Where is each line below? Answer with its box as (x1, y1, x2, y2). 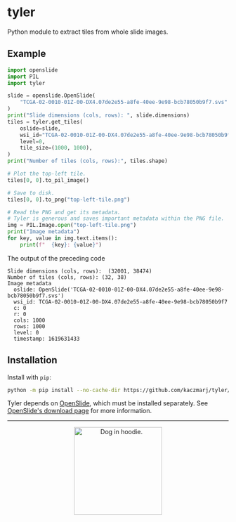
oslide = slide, (20, 124, 61, 132)
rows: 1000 (13, 322, 46, 330)
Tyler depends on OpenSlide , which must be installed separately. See (7, 399, 209, 407)
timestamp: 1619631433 (13, 335, 80, 342)
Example (7, 48, 46, 60)
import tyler (7, 79, 46, 86)
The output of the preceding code (7, 254, 105, 262)
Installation (7, 354, 58, 366)
